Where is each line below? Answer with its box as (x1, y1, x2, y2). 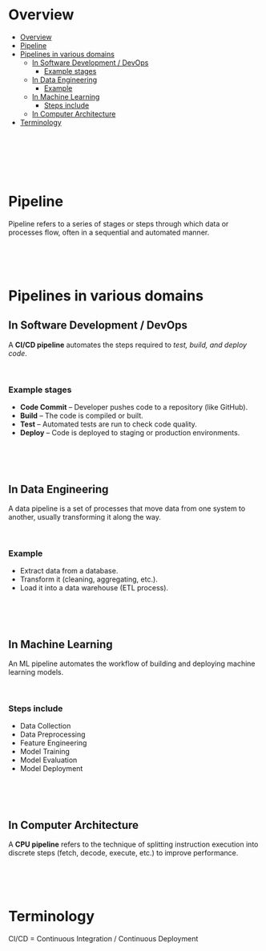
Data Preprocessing (19, 729, 86, 740)
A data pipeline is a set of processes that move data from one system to (8, 504, 246, 513)
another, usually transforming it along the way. (8, 512, 162, 521)
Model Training (19, 747, 71, 757)
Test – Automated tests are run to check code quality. (19, 419, 198, 429)
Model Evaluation (19, 755, 78, 765)
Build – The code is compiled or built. (19, 411, 144, 421)
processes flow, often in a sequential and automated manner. (8, 227, 210, 237)
